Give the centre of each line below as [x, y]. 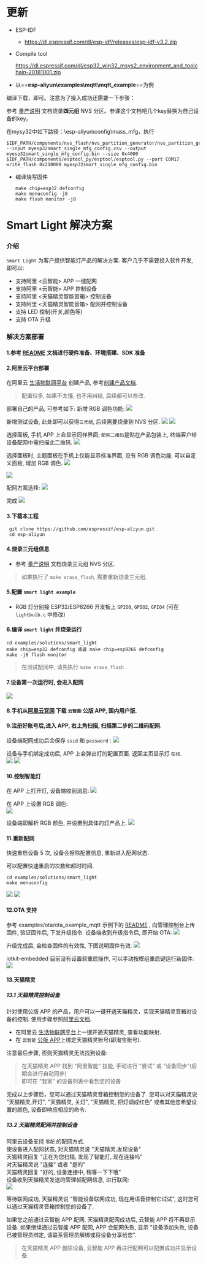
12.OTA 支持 [22, 910]
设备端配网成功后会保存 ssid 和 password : [59, 740]
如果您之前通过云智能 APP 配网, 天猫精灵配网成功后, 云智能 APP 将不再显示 [101, 1220]
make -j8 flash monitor [37, 655]
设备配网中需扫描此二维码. [40, 443]
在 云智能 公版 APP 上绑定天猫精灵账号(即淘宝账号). [78, 1040]
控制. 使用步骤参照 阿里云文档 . [54, 1019]
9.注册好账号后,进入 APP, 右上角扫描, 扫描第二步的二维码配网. [84, 726]
